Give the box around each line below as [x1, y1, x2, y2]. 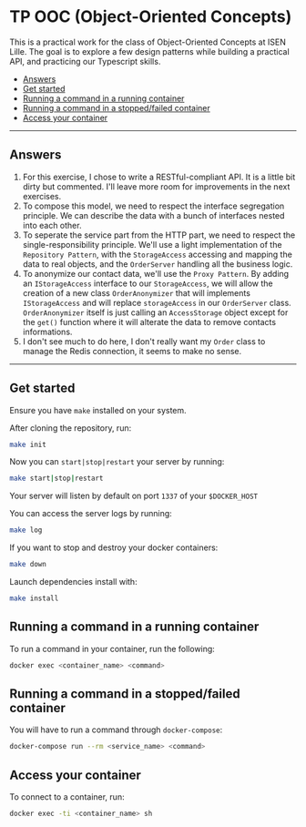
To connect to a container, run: [9, 791, 125, 802]
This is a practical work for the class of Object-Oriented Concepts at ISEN [9, 36, 287, 47]
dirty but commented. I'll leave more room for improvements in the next [22, 180, 291, 192]
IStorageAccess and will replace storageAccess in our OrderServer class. [22, 297, 291, 308]
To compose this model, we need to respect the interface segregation [22, 200, 285, 211]
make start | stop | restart [9, 474, 104, 484]
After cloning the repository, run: [9, 422, 132, 434]
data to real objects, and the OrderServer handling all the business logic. [22, 258, 293, 270]
